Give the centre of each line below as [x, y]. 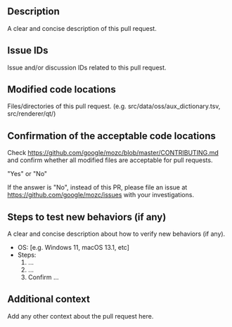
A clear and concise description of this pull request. [82, 28]
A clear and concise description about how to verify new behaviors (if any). [116, 234]
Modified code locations [62, 89]
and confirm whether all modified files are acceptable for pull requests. [110, 160]
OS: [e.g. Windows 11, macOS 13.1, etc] [73, 248]
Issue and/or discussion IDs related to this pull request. [87, 67]
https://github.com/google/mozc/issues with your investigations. [101, 195]
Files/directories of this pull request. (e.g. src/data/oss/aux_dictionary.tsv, [114, 106]
